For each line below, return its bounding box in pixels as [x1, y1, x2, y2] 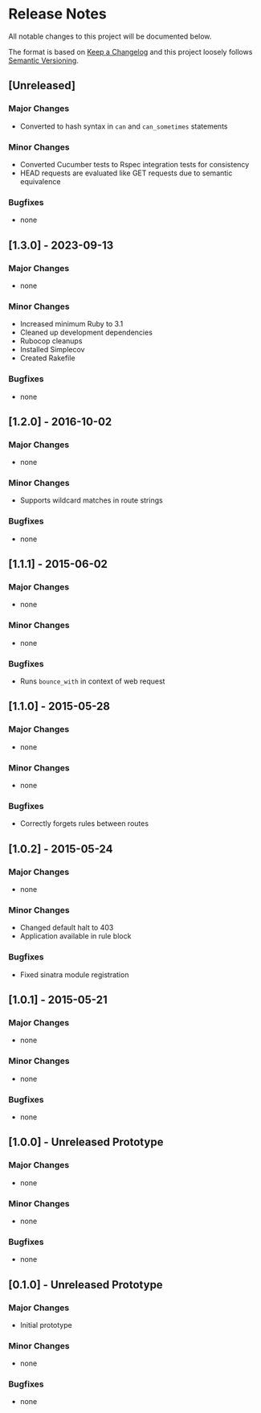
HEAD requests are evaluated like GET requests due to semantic [19, 168, 233, 178]
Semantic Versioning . [8, 55, 79, 65]
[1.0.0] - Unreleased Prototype [8, 1136, 164, 1149]
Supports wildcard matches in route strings [19, 495, 163, 505]
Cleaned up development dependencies [19, 327, 153, 338]
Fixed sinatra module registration [19, 970, 129, 980]
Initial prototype [19, 1320, 72, 1329]
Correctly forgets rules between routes [19, 819, 149, 828]
